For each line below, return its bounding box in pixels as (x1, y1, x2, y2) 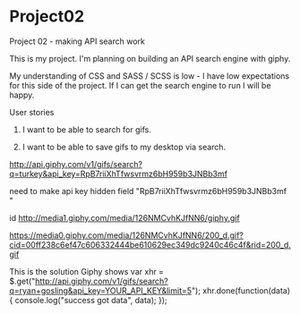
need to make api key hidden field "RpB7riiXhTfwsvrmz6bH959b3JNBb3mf (9, 185, 287, 196)
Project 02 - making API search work (9, 36, 145, 47)
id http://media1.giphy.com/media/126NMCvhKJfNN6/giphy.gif (9, 212, 240, 223)
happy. (9, 89, 35, 100)
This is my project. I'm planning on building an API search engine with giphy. (9, 53, 291, 64)
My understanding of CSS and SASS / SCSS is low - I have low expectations (9, 70, 289, 81)
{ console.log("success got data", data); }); (9, 294, 167, 305)
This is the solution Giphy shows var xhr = (9, 266, 164, 276)
